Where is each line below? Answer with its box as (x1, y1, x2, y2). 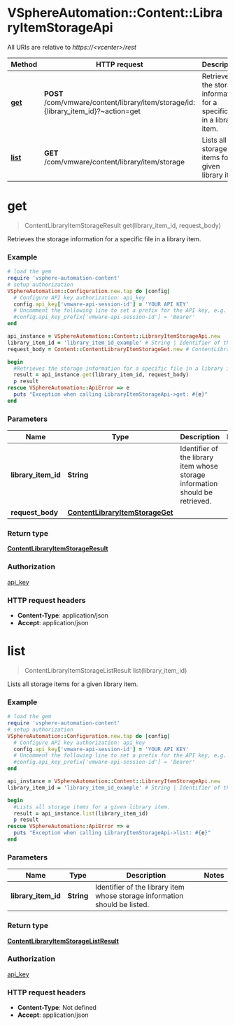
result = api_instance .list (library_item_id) (13, 810, 149, 817)
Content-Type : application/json (17, 611, 108, 620)
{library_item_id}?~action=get (44, 106, 141, 116)
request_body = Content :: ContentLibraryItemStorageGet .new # (7, 345, 190, 352)
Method (10, 59, 38, 69)
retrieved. (180, 497, 212, 506)
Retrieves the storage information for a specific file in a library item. (7, 234, 201, 243)
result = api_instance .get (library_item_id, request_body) (13, 371, 190, 378)
